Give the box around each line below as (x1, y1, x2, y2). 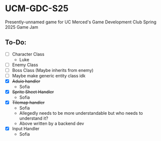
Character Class (12, 51, 45, 57)
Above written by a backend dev (19, 121, 84, 126)
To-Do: (5, 38, 27, 47)
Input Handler (12, 126, 40, 132)
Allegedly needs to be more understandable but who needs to (19, 110, 143, 116)
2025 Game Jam (5, 24, 38, 30)
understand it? (19, 115, 48, 122)
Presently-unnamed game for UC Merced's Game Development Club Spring (5, 19, 157, 25)
